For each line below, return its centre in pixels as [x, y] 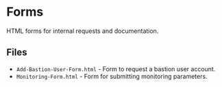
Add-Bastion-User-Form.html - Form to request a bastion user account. [116, 69]
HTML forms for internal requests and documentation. [83, 31]
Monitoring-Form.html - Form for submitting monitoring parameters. [112, 76]
